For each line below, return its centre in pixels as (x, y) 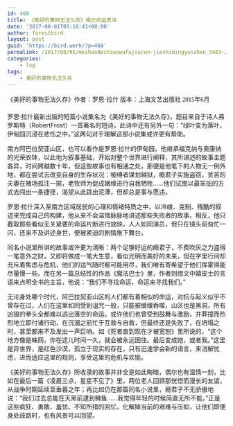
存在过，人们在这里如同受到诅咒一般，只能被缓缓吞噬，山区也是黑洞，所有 (119, 305)
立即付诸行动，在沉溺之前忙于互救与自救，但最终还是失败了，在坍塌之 (119, 323)
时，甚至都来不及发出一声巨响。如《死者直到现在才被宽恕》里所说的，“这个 (115, 331)
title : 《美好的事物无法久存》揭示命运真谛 (62, 20)
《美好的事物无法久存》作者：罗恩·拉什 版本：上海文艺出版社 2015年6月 (109, 100)
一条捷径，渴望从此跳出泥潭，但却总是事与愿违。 (101, 192)
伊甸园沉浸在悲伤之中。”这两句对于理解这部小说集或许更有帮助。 (98, 134)
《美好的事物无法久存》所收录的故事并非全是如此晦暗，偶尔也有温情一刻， (113, 372)
